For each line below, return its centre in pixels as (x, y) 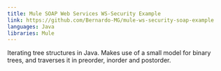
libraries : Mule (31, 33)
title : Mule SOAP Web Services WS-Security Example (84, 14)
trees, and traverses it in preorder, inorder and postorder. (89, 61)
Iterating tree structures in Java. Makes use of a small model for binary (109, 53)
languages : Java (31, 26)
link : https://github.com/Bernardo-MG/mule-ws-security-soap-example (111, 20)
